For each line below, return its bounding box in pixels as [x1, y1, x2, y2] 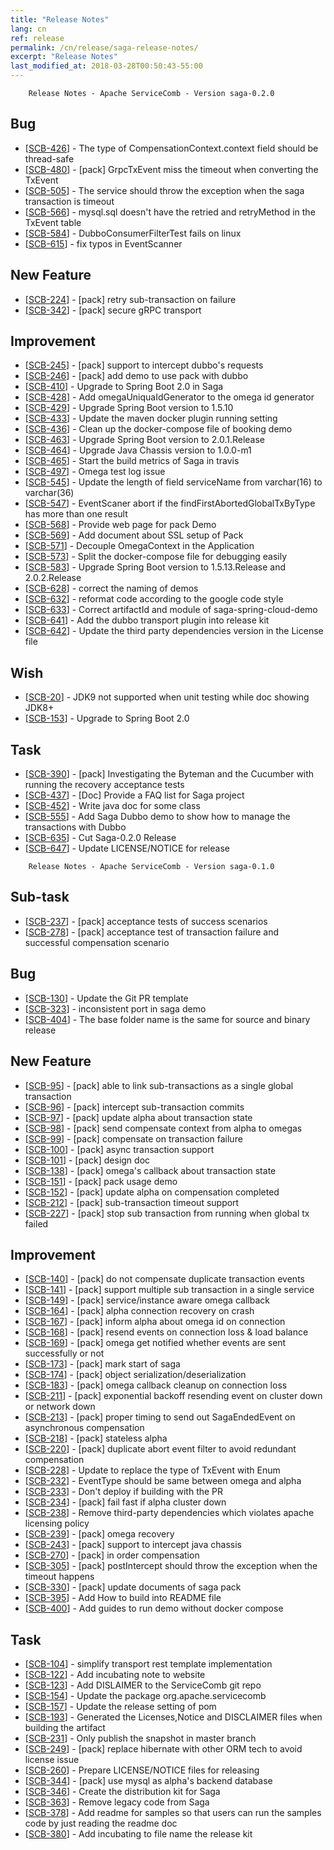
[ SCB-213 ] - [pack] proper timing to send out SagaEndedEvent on [24, 1411, 296, 1423]
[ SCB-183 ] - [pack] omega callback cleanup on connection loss [24, 1379, 288, 1391]
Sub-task [10, 889, 70, 906]
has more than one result [24, 508, 128, 520]
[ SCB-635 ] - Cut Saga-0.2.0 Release [24, 832, 177, 844]
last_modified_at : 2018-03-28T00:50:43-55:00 [10, 61, 203, 71]
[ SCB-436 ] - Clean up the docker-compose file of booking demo [24, 423, 293, 435]
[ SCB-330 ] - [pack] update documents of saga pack [24, 1581, 242, 1593]
